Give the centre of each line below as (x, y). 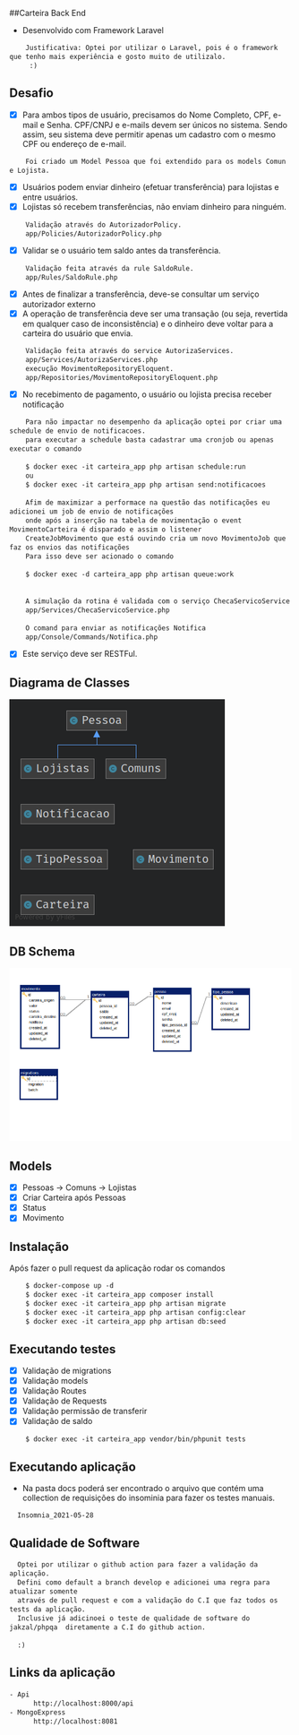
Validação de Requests (64, 1401)
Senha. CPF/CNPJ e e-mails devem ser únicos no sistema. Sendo (167, 125)
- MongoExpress (38, 1712)
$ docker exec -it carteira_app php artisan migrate (126, 1304)
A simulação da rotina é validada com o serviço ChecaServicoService (158, 601)
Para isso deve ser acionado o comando (100, 557)
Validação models (55, 1380)
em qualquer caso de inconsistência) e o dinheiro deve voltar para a (148, 324)
